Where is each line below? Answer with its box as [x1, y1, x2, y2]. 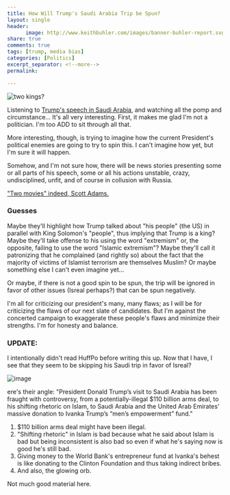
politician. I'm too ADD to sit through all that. [7, 120, 131, 128]
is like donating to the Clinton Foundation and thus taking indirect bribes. [16, 459, 222, 468]
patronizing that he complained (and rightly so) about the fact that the [7, 251, 204, 259]
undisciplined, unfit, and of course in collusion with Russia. [7, 176, 173, 184]
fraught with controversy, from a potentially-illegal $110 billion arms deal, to [7, 395, 219, 403]
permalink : [7, 67, 38, 74]
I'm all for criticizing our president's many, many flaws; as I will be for [7, 299, 203, 307]
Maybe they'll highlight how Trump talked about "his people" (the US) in [7, 221, 210, 230]
